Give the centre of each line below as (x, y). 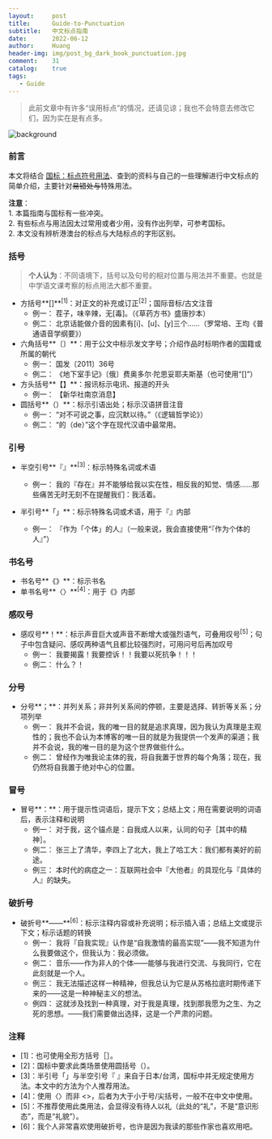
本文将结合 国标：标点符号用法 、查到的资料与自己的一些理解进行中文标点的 (134, 176)
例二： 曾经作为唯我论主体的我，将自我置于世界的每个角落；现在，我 (147, 757)
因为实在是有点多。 (74, 117)
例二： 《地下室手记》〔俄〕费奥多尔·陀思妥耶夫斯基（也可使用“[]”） (144, 374)
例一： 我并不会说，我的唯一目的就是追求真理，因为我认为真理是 (140, 726)
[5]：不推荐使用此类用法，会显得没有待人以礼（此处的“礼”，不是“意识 (136, 1107)
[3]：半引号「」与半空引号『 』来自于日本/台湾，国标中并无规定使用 (134, 1076)
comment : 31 (34, 62)
